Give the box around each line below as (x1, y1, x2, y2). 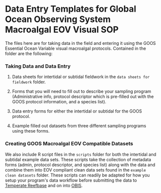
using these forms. (12, 128, 50, 134)
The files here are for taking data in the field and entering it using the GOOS (5, 40, 156, 46)
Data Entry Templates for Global (5, 3, 137, 15)
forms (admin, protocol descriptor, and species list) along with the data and (5, 162, 156, 168)
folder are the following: (5, 50, 53, 57)
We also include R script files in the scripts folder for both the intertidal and (5, 151, 157, 157)
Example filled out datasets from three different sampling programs (12, 123, 146, 129)
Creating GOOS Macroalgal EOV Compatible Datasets (5, 140, 133, 147)
